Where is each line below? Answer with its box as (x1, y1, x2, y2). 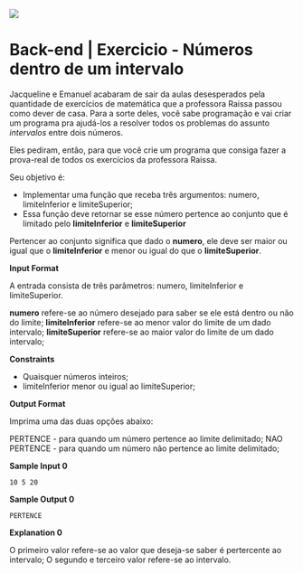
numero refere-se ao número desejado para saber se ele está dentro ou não (9, 307, 294, 318)
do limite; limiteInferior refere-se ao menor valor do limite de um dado (9, 316, 271, 327)
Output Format (9, 398, 66, 409)
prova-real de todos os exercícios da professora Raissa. (9, 154, 218, 165)
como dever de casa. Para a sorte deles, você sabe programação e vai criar (9, 108, 292, 118)
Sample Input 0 (9, 460, 68, 471)
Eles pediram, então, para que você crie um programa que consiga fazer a (9, 145, 287, 155)
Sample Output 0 (9, 494, 75, 504)
